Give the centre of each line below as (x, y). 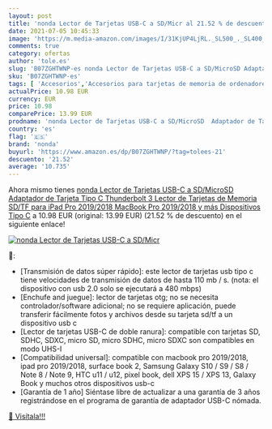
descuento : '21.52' (41, 159)
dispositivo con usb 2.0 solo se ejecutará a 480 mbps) (111, 289)
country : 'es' (32, 129)
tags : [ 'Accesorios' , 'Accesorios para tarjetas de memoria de (117, 84)
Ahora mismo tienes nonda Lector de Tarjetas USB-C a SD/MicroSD (121, 190)
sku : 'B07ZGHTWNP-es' (45, 76)
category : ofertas (39, 54)
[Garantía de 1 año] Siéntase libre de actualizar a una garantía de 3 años (140, 392)
